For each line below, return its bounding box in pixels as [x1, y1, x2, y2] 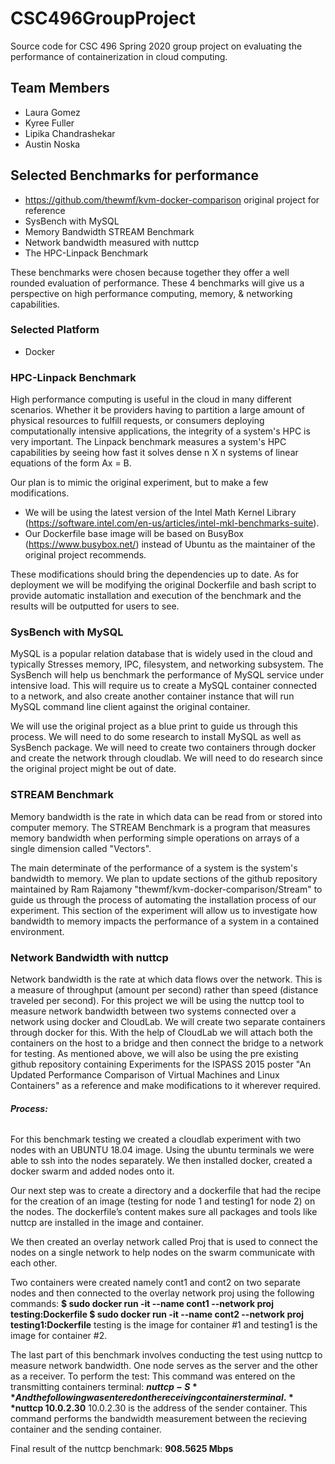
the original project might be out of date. [10, 763, 177, 775]
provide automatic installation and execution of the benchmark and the [10, 590, 302, 602]
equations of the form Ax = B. [10, 457, 132, 469]
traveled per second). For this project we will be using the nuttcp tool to [10, 995, 305, 1007]
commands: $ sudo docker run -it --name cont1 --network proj [10, 1298, 274, 1310]
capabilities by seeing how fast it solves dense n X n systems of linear [10, 447, 299, 459]
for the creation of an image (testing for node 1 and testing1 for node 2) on [10, 1195, 316, 1207]
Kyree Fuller [24, 117, 75, 129]
